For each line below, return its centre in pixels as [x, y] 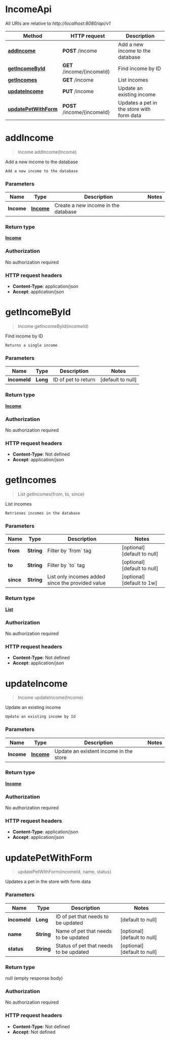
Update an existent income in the [94, 751]
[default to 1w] [140, 583]
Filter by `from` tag [69, 551]
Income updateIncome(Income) [50, 697]
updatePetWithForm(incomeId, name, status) [64, 872]
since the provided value [77, 583]
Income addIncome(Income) [47, 152]
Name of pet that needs [84, 931]
